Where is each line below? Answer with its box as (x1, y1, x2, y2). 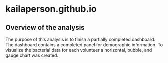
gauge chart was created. (5, 52, 59, 58)
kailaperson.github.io (5, 3, 97, 15)
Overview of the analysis (5, 23, 85, 32)
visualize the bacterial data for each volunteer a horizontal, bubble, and (5, 47, 152, 53)
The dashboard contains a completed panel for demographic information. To (5, 42, 163, 48)
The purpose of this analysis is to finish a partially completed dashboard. (5, 36, 156, 42)
